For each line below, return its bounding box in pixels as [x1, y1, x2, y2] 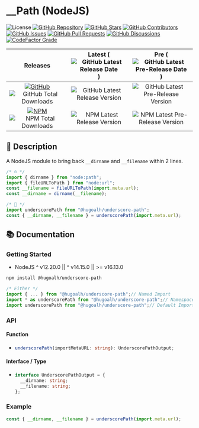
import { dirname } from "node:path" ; [6, 174, 102, 180]
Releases [24, 61, 51, 69]
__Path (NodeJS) [6, 4, 90, 18]
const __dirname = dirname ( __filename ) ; [6, 191, 108, 197]
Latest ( [88, 50, 110, 59]
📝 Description [6, 142, 57, 152]
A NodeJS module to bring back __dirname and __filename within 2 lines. [6, 157, 184, 164]
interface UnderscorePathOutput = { [14, 372, 105, 378]
